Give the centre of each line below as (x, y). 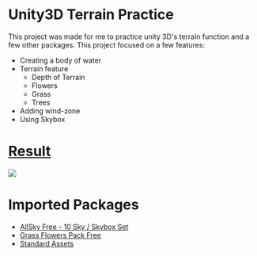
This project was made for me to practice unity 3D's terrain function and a (129, 36)
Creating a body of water (60, 60)
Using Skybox (42, 119)
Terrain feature (44, 68)
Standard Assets (46, 243)
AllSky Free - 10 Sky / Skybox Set (74, 227)
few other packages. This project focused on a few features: (107, 44)
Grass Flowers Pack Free (60, 235)
